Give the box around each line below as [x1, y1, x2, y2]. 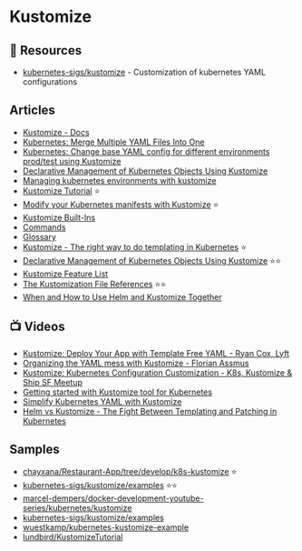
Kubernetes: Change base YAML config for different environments [22, 145, 270, 156]
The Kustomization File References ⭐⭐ [22, 278, 167, 289]
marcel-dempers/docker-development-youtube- [22, 493, 204, 504]
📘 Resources [9, 43, 83, 58]
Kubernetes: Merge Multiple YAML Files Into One [22, 136, 205, 147]
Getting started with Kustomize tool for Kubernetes [22, 386, 213, 397]
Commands [22, 221, 66, 233]
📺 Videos [9, 319, 65, 335]
